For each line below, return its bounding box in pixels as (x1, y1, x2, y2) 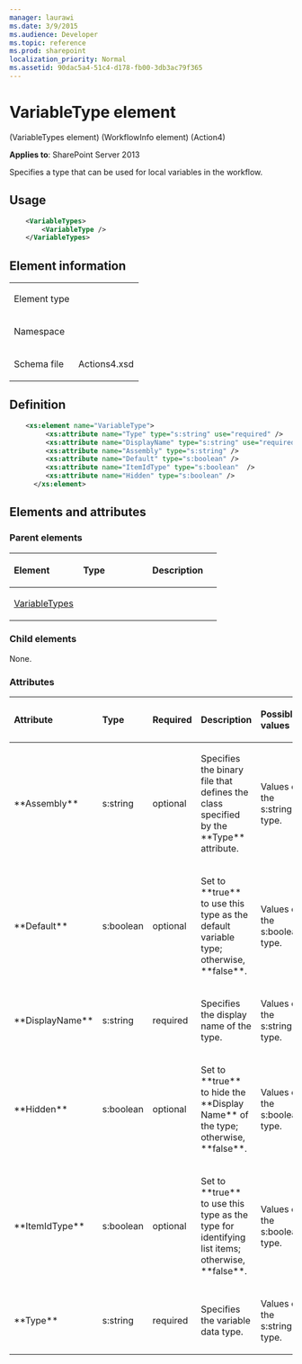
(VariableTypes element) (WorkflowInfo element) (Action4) (9, 131, 226, 142)
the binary (200, 763, 244, 776)
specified (200, 808, 241, 821)
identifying (200, 1231, 246, 1244)
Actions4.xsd (77, 358, 135, 370)
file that (200, 775, 233, 788)
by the (200, 820, 227, 833)
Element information (9, 258, 127, 273)
